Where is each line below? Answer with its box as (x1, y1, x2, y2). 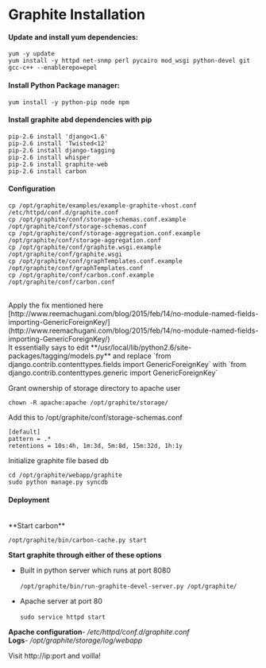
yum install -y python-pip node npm (8, 98, 129, 106)
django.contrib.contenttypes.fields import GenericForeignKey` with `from (8, 360, 246, 369)
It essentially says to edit (8, 343, 90, 352)
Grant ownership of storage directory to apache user (8, 384, 181, 392)
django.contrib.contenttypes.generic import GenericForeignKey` (8, 368, 218, 377)
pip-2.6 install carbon (8, 167, 87, 176)
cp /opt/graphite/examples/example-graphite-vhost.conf (8, 202, 197, 210)
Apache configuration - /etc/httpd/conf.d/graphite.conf (8, 627, 190, 637)
